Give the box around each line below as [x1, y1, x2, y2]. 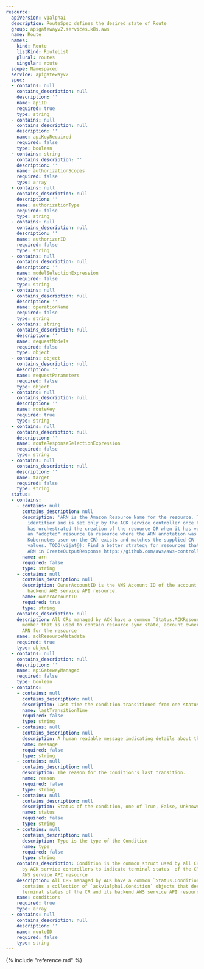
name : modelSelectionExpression [16, 270, 99, 277]
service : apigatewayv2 [11, 71, 69, 78]
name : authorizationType [16, 202, 80, 208]
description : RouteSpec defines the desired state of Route [11, 20, 167, 26]
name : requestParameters [16, 372, 80, 379]
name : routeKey [16, 407, 55, 413]
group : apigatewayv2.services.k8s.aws [11, 26, 110, 32]
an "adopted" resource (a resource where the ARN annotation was [27, 531, 197, 537]
